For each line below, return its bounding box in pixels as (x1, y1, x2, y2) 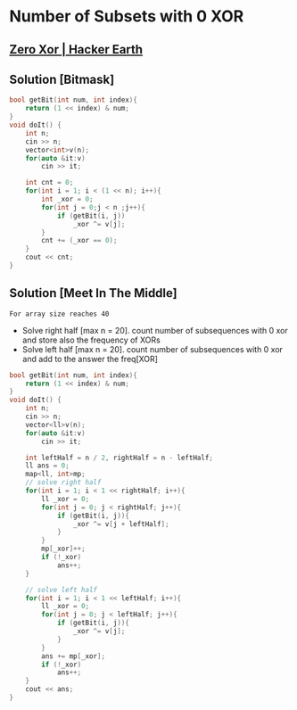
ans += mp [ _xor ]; (41, 651, 105, 661)
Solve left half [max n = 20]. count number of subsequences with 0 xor (21, 343, 284, 354)
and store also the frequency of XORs (21, 334, 161, 345)
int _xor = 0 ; (41, 194, 94, 204)
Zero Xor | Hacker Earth (9, 42, 144, 57)
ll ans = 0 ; (25, 461, 70, 470)
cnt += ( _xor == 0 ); (41, 236, 118, 245)
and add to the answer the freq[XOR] (21, 353, 159, 364)
